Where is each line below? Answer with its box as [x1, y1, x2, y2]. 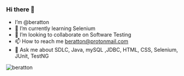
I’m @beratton [14, 19, 50, 26]
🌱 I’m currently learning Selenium [14, 25, 96, 32]
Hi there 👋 [6, 5, 35, 14]
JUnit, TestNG [14, 52, 49, 60]
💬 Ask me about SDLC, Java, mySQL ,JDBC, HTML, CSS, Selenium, [14, 47, 178, 54]
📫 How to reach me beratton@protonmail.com [14, 38, 129, 45]
